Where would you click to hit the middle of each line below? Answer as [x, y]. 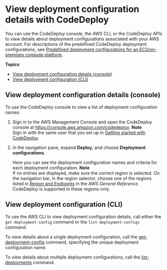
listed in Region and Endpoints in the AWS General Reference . [76, 183]
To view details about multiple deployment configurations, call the [73, 257]
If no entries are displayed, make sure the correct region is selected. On [86, 173]
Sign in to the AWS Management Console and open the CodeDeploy [82, 122]
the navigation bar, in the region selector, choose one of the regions [82, 178]
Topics [12, 64]
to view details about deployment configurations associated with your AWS [82, 39]
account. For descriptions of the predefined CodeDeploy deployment [76, 44]
